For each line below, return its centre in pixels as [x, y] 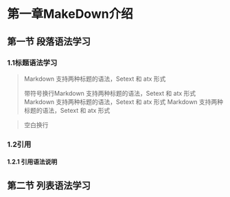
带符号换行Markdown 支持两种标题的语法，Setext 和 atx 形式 [110, 93]
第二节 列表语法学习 [49, 185]
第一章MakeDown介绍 [70, 14]
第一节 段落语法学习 [49, 41]
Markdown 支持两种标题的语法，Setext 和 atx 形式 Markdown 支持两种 [124, 102]
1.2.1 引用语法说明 [32, 162]
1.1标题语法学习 [32, 62]
